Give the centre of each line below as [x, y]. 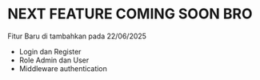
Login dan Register [50, 51]
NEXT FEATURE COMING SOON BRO [130, 14]
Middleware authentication [63, 68]
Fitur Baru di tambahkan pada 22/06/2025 [77, 36]
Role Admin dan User [54, 60]
